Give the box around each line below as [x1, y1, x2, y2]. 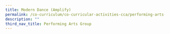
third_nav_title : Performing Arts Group [5, 21, 92, 26]
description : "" [5, 16, 39, 21]
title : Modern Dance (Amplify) [5, 7, 71, 12]
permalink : [5, 12, 28, 17]
